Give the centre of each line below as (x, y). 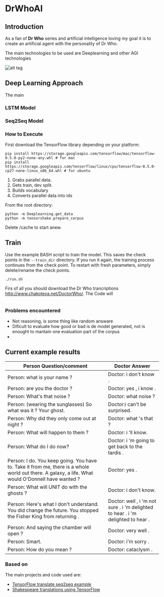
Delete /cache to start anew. (33, 227)
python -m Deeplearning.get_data (39, 214)
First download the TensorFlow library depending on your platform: (72, 145)
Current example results (43, 352)
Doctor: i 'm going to (131, 440)
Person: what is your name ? (40, 377)
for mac (67, 158)
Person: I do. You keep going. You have (52, 460)
